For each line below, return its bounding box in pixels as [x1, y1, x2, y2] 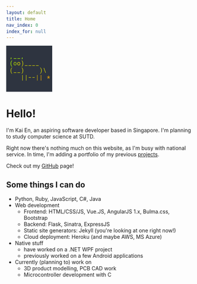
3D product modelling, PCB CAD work [23, 265, 117, 272]
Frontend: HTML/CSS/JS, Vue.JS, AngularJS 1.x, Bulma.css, [23, 208, 170, 215]
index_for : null [6, 29, 46, 34]
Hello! [6, 107, 36, 121]
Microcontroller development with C [23, 271, 112, 278]
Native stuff [14, 239, 43, 247]
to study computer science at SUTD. [6, 133, 95, 140]
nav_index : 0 [6, 22, 39, 28]
